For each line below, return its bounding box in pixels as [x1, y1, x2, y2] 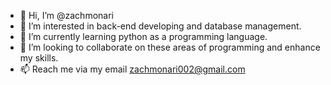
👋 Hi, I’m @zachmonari [19, 10, 114, 21]
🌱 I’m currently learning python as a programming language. [19, 31, 268, 42]
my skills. [19, 52, 59, 64]
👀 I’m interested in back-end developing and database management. [19, 20, 302, 32]
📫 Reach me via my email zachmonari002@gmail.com [19, 63, 246, 75]
